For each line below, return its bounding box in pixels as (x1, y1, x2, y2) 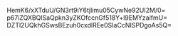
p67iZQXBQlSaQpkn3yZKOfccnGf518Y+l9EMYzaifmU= (6, 13, 168, 22)
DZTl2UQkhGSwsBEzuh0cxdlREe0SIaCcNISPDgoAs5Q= (6, 21, 172, 29)
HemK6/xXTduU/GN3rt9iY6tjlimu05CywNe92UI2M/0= (6, 6, 166, 14)
